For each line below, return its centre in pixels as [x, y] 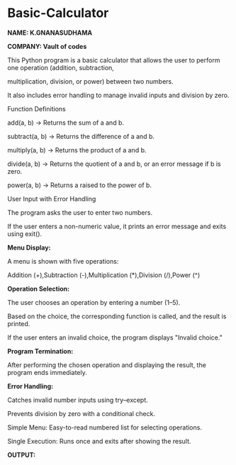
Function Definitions [36, 108]
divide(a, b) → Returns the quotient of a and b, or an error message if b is [114, 164]
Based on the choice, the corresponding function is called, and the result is [117, 316]
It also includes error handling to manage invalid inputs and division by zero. [118, 95]
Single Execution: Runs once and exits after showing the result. [99, 441]
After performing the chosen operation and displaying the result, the [107, 365]
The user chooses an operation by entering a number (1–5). [94, 302]
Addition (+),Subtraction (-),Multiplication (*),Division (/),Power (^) [104, 275]
